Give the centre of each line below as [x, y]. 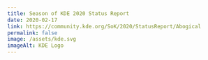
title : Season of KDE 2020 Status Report [68, 13]
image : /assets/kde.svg [42, 39]
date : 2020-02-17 [32, 20]
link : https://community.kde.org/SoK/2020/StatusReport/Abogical [104, 26]
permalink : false [32, 33]
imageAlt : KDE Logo [36, 46]
